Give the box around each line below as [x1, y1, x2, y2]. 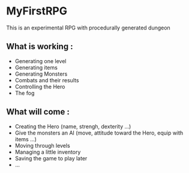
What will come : [6, 107, 70, 117]
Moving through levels [14, 142, 70, 149]
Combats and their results [14, 76, 79, 83]
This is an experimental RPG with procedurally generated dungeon [6, 24, 171, 31]
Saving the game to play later [14, 154, 88, 162]
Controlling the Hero [14, 83, 65, 90]
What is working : [6, 41, 73, 52]
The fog [14, 89, 35, 97]
